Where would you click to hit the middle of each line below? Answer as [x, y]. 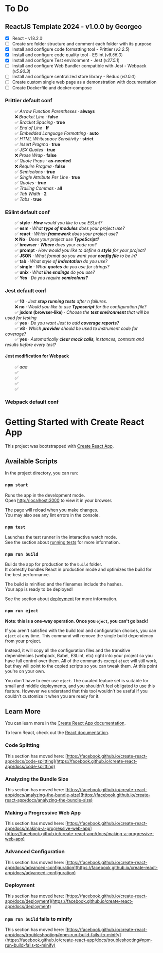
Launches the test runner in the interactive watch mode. [61, 537]
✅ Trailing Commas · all [38, 188]
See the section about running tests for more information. [63, 542]
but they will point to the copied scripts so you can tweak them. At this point [81, 666]
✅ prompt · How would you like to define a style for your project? [80, 250]
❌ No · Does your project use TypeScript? [57, 239]
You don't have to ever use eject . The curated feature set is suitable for [77, 680]
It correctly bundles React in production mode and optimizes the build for [78, 569]
